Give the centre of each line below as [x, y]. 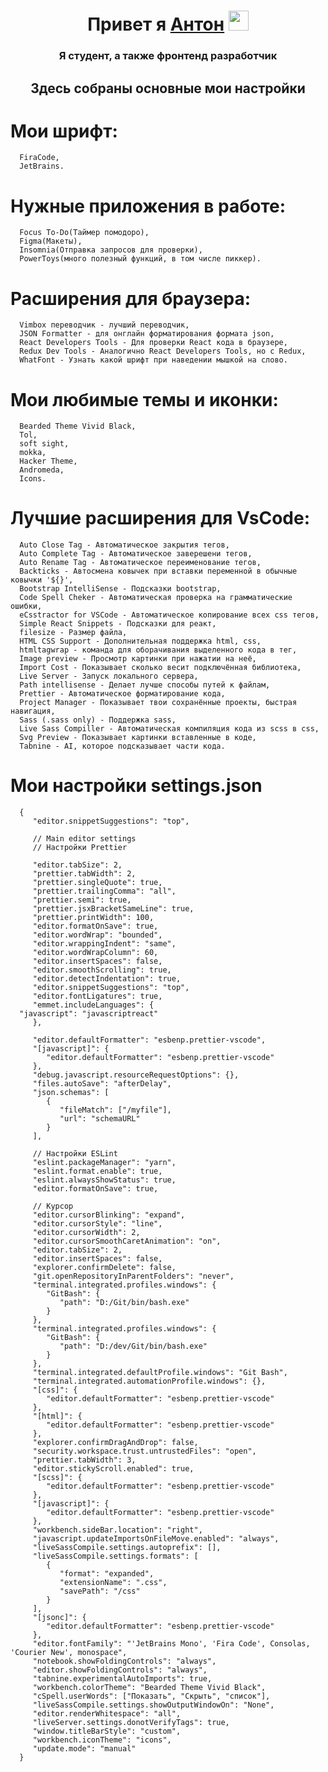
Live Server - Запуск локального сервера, [109, 676]
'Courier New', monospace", [69, 1653]
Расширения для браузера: [131, 298]
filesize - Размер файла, [73, 633]
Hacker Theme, [48, 461]
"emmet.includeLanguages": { [93, 1005]
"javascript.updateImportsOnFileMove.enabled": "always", [156, 1539]
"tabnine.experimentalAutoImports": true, [122, 1679]
